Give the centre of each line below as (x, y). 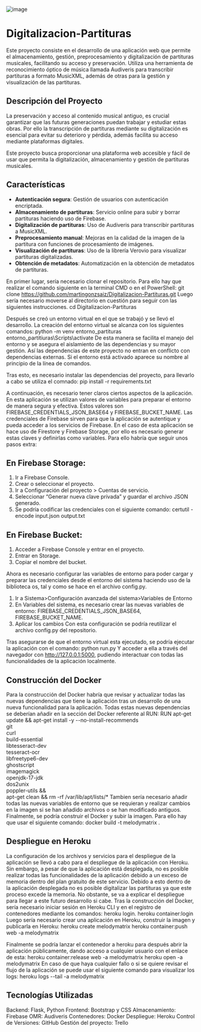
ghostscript (20, 765)
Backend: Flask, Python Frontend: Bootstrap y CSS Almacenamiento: (91, 1010)
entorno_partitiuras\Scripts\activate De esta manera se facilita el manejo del (100, 338)
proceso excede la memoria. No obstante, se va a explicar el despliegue (95, 894)
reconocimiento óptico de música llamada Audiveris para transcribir (90, 69)
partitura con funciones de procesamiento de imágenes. (84, 244)
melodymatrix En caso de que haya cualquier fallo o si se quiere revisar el (97, 963)
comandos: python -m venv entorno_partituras (64, 331)
